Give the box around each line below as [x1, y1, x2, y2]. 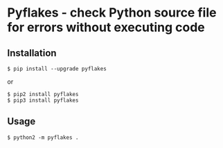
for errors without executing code [7, 19, 206, 35]
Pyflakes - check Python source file [7, 5, 217, 21]
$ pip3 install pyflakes [7, 97, 79, 104]
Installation [7, 47, 57, 59]
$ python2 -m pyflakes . [7, 133, 79, 141]
